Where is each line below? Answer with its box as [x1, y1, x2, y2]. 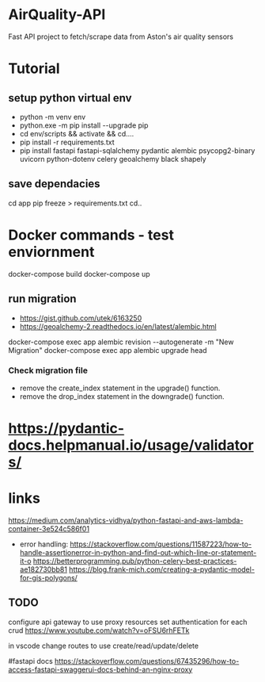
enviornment [8, 243, 95, 261]
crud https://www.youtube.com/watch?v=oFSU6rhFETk [8, 625, 190, 635]
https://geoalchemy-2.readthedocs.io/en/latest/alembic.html [19, 321, 217, 331]
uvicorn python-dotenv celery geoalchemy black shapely [19, 154, 207, 163]
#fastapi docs [8, 656, 53, 665]
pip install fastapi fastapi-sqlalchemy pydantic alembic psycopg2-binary [19, 145, 256, 155]
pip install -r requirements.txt [19, 137, 115, 147]
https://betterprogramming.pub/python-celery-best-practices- [32, 556, 237, 565]
